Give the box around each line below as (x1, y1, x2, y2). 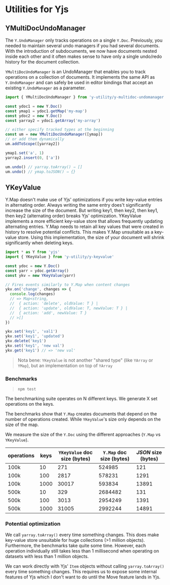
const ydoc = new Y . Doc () (5, 263, 60, 269)
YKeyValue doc (58, 449, 93, 456)
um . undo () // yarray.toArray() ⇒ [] (5, 164, 82, 170)
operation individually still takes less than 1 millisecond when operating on (5, 548, 159, 554)
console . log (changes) (10, 291, 56, 297)
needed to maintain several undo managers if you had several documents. (5, 43, 160, 49)
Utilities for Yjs (5, 4, 69, 15)
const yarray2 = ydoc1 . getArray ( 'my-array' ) (5, 118, 101, 123)
